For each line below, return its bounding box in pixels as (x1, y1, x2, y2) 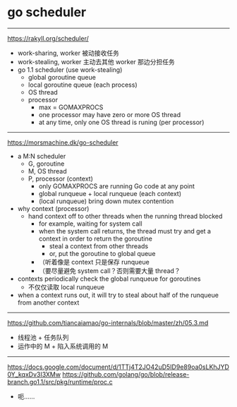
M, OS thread (28, 166, 67, 175)
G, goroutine (28, 159, 65, 168)
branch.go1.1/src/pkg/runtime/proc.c (7, 377, 113, 386)
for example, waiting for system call (38, 219, 142, 228)
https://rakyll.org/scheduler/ (7, 34, 90, 42)
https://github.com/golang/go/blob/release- (62, 370, 190, 378)
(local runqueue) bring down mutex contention (38, 197, 174, 205)
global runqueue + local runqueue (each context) (38, 189, 182, 198)
